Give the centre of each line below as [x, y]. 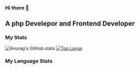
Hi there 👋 [17, 8]
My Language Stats [29, 61]
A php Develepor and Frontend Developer [70, 24]
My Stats [16, 38]
